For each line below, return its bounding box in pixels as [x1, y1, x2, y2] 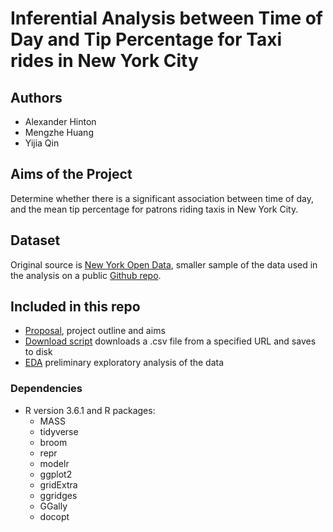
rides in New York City [10, 50, 199, 72]
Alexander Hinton [24, 116, 97, 127]
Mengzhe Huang [24, 127, 94, 138]
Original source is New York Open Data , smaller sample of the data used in [10, 258, 318, 271]
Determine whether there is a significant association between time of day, [10, 192, 315, 204]
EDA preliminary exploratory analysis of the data [24, 357, 225, 369]
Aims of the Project [10, 166, 133, 183]
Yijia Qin [24, 137, 60, 149]
